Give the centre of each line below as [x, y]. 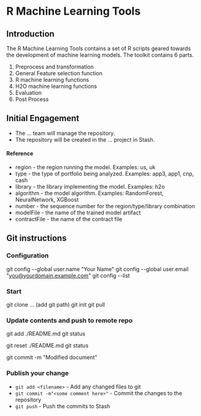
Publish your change [38, 373]
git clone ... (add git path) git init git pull [56, 305]
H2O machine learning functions [56, 86]
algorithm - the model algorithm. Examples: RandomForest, [89, 193]
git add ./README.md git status [46, 334]
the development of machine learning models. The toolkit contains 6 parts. [100, 55]
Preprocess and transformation [54, 67]
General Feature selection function [59, 73]
